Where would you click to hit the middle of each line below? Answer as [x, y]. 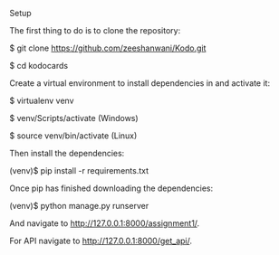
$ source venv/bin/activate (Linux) [73, 136]
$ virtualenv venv [42, 100]
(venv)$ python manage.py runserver [79, 206]
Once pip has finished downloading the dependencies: [111, 188]
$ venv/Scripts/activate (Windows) [74, 118]
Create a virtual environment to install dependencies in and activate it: [139, 83]
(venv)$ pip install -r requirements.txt [79, 170]
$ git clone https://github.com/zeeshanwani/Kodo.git [108, 48]
